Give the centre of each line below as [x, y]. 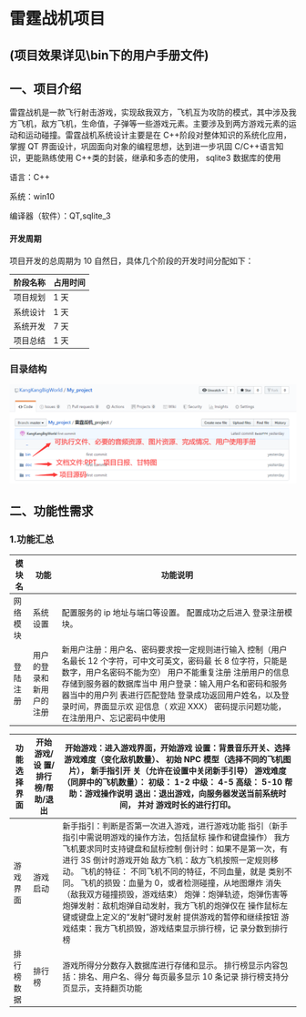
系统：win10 [32, 197]
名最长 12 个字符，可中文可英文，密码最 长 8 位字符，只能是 [174, 661]
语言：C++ [30, 178]
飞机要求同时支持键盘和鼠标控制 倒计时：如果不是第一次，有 [175, 849]
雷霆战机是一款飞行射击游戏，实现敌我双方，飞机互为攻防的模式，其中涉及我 [153, 112]
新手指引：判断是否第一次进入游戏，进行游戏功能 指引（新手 [175, 826]
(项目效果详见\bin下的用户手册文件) [109, 55]
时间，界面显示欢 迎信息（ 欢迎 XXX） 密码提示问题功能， [178, 707]
